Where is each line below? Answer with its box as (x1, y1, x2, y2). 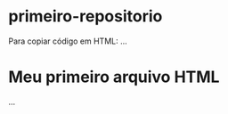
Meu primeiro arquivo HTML (8, 67, 220, 87)
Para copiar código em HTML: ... (8, 36, 128, 46)
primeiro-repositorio (8, 6, 163, 27)
